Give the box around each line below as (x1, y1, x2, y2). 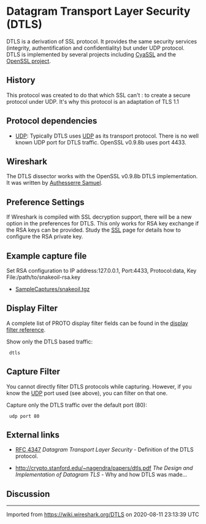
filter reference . (6, 326, 46, 333)
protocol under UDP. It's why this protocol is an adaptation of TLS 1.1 (6, 98, 179, 105)
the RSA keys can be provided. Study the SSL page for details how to (6, 226, 181, 234)
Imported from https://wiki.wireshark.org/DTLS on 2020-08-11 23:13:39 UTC (6, 511, 199, 518)
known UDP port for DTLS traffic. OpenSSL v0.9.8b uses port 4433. (15, 138, 187, 146)
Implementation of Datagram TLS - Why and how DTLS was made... (15, 471, 188, 479)
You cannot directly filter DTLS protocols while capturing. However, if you (6, 383, 192, 390)
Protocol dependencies (6, 115, 97, 127)
